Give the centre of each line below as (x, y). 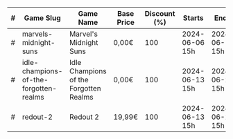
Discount (160, 13)
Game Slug (42, 18)
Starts (193, 18)
